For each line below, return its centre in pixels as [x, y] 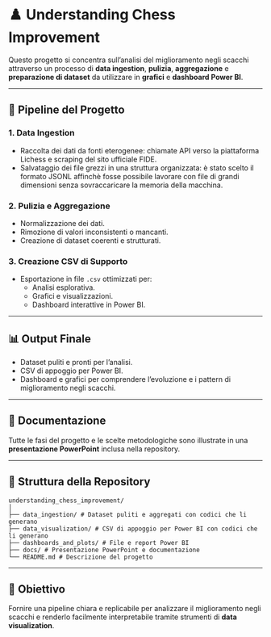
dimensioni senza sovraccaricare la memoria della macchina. [121, 185]
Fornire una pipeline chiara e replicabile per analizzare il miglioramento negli [135, 609]
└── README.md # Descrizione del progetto [81, 557]
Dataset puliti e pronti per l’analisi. [76, 363]
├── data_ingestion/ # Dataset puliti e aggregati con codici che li [128, 514]
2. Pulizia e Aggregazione [59, 206]
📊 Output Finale [50, 339]
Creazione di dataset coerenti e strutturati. [90, 240]
